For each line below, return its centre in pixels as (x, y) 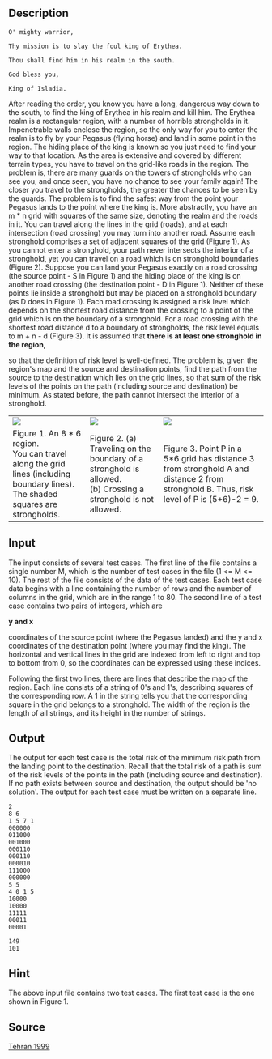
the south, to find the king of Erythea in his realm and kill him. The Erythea (132, 112)
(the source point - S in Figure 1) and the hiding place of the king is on (125, 275)
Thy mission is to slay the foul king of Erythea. (96, 46)
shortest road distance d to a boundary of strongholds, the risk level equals (134, 327)
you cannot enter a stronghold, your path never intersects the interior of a (131, 249)
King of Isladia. (38, 88)
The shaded (35, 494)
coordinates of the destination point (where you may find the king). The (127, 645)
